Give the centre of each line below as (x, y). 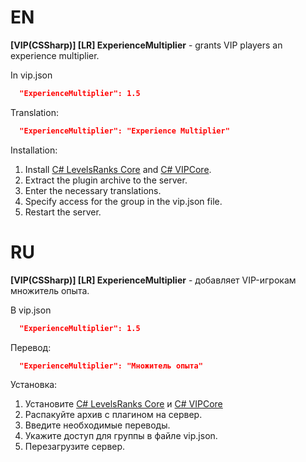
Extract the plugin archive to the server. (106, 180)
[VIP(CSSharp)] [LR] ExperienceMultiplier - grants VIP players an (146, 45)
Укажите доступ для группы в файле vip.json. (121, 436)
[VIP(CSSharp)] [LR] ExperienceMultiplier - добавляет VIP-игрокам (153, 280)
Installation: (34, 150)
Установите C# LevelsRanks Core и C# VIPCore (123, 404)
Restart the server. (63, 212)
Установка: (34, 385)
